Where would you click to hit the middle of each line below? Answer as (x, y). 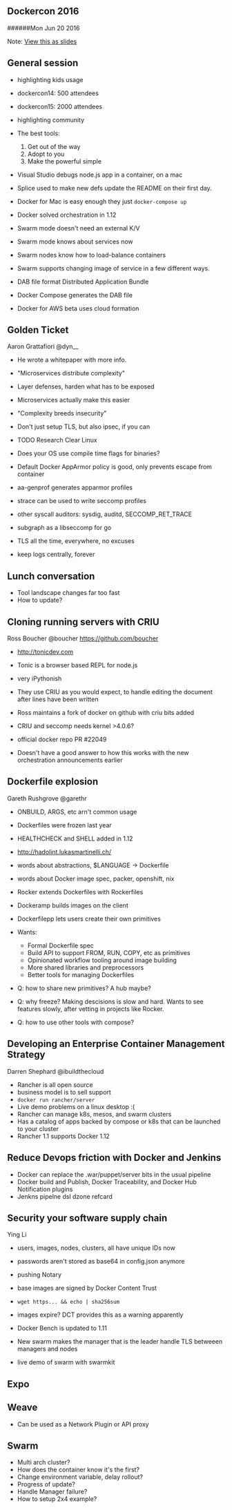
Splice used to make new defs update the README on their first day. (114, 188)
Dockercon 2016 (43, 11)
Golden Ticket (38, 330)
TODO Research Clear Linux (57, 440)
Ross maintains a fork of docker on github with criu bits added (106, 713)
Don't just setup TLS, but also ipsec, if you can (84, 426)
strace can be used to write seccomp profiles (82, 501)
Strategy (26, 1055)
